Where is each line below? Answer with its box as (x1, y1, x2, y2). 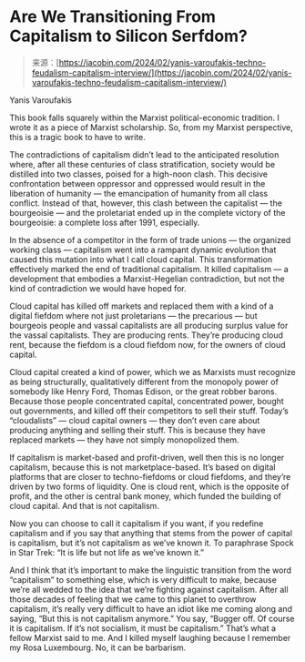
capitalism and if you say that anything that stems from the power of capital (9, 527, 293, 538)
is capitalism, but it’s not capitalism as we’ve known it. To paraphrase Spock (9, 537, 294, 548)
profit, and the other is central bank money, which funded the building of (9, 490, 282, 502)
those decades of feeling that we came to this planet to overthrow (9, 594, 257, 605)
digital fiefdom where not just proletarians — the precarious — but (9, 310, 258, 321)
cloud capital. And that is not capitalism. (9, 500, 159, 511)
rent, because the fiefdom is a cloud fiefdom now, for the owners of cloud (9, 339, 286, 350)
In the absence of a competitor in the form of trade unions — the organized (9, 234, 291, 245)
